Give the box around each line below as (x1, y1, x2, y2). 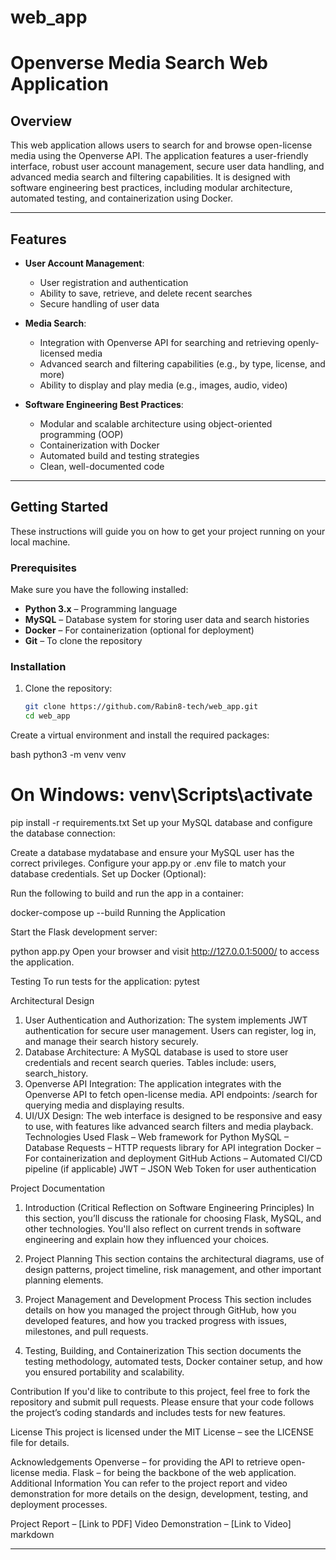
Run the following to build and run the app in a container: (10, 887, 245, 900)
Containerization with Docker (39, 439, 160, 451)
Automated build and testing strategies (39, 450, 200, 461)
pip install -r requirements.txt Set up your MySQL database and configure (10, 817, 313, 829)
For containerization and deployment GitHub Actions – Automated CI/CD (24, 1152, 323, 1165)
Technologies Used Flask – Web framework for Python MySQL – (24, 1131, 289, 1143)
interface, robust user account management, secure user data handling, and (10, 161, 325, 173)
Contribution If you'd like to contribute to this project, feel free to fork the (10, 1386, 311, 1398)
